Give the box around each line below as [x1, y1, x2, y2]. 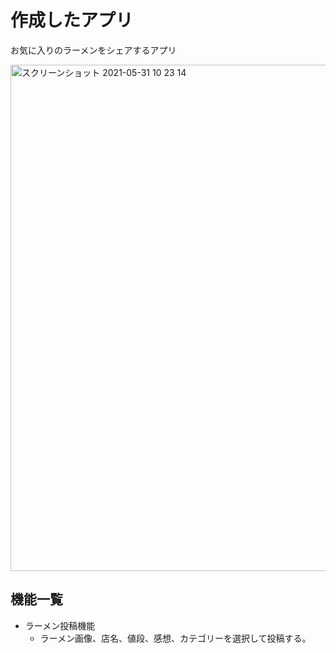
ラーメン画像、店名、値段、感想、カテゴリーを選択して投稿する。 [39, 632, 312, 644]
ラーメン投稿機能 [24, 619, 96, 631]
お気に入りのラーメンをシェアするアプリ [10, 44, 177, 56]
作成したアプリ [10, 9, 134, 32]
